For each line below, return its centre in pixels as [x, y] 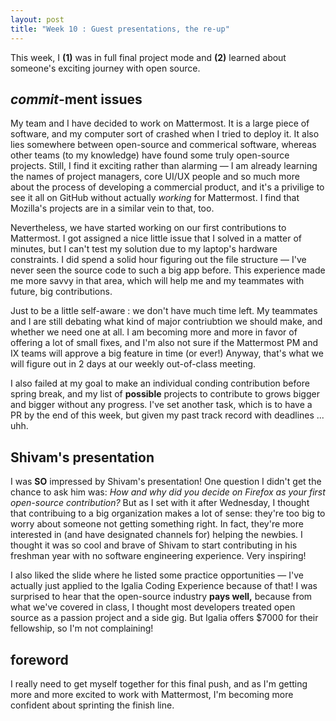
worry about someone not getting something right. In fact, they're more [157, 524]
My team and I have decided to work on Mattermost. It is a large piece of [160, 123]
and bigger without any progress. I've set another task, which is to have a [161, 405]
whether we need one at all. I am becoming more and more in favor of [154, 332]
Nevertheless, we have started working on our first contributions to [148, 228]
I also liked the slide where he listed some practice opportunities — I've [157, 575]
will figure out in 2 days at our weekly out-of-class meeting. [133, 364]
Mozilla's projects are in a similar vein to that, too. [112, 208]
